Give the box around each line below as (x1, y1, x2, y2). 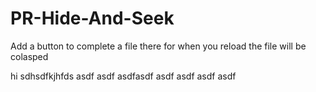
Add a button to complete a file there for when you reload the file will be (10, 40, 307, 52)
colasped (10, 50, 49, 62)
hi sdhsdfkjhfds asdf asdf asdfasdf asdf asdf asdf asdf (10, 70, 237, 82)
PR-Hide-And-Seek (10, 7, 175, 30)
